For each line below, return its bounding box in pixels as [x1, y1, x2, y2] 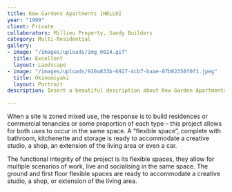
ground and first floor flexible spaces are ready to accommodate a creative [7, 170, 221, 178]
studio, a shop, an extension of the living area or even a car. [7, 142, 177, 150]
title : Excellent [13, 55, 64, 62]
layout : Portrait [13, 81, 64, 88]
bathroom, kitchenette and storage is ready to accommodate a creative [7, 134, 209, 142]
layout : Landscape [13, 61, 67, 68]
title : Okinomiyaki [13, 74, 70, 81]
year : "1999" [7, 17, 45, 23]
